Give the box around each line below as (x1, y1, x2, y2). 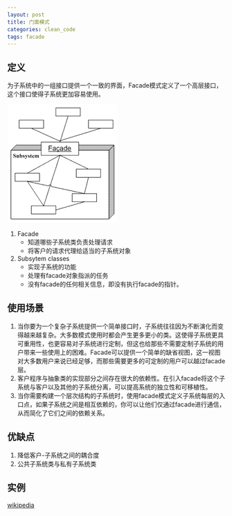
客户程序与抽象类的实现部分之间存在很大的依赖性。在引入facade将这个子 (17, 374, 226, 382)
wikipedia (7, 501, 35, 509)
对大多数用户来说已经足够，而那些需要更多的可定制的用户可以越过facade (17, 356, 226, 365)
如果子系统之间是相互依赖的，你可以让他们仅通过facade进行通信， (35, 400, 226, 408)
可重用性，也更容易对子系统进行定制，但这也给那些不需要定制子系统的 (17, 339, 218, 347)
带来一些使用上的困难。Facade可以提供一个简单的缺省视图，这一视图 (23, 348, 221, 356)
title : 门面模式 (7, 18, 50, 26)
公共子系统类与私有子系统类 (17, 459, 97, 468)
